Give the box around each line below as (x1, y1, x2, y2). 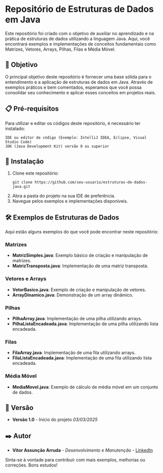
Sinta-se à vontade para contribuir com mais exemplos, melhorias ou (5, 457, 146, 463)
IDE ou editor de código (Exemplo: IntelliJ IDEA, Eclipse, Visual (5, 135, 147, 140)
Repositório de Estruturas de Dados (5, 3, 154, 15)
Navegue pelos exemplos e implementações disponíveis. (12, 198, 128, 204)
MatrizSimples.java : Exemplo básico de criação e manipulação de (12, 252, 148, 258)
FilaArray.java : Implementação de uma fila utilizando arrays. (12, 350, 136, 355)
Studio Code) (5, 139, 32, 144)
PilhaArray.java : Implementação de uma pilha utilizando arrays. (12, 316, 142, 322)
